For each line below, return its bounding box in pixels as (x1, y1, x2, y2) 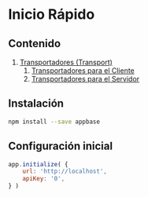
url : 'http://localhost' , (22, 167, 108, 176)
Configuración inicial (8, 140, 113, 153)
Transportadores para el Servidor (31, 75, 140, 83)
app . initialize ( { (8, 160, 68, 168)
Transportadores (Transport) (19, 57, 113, 67)
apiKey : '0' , (22, 175, 65, 183)
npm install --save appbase (8, 118, 101, 126)
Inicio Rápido (8, 5, 95, 24)
